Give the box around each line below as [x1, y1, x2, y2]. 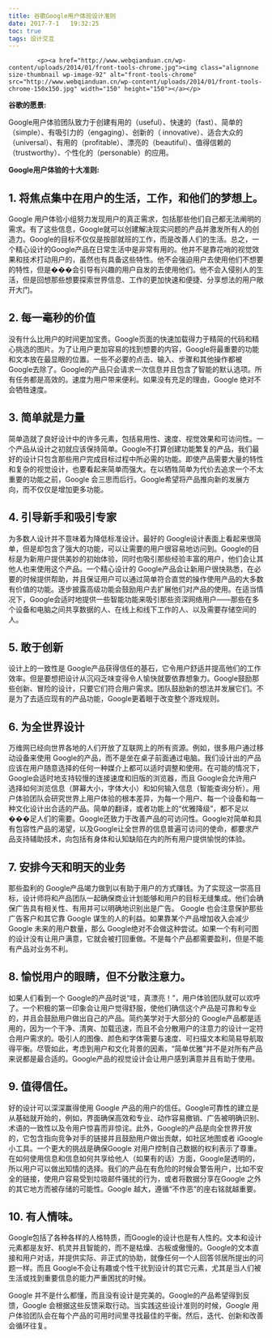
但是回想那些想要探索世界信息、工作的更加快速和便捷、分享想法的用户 [22, 275, 257, 284]
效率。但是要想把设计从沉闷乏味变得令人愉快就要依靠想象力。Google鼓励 [8, 673, 253, 683]
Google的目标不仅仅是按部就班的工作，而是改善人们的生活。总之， [29, 234, 253, 244]
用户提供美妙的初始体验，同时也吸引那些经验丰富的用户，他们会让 [36, 554, 257, 563]
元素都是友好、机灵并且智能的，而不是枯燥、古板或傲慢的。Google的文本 [8, 1243, 253, 1253]
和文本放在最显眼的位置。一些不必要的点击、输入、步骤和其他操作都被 [8, 354, 243, 364]
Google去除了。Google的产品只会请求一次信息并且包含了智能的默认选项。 [8, 364, 255, 374]
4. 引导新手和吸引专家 [8, 511, 117, 524]
